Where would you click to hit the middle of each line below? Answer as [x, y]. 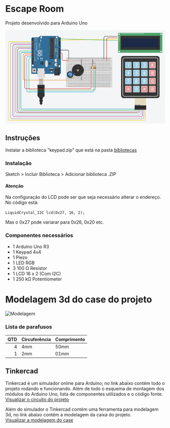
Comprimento [70, 339]
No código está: [22, 203]
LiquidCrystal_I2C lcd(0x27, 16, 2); [45, 213]
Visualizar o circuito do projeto [37, 400]
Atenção [14, 186]
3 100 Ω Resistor [30, 268]
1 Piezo [20, 257]
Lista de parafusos [29, 327]
